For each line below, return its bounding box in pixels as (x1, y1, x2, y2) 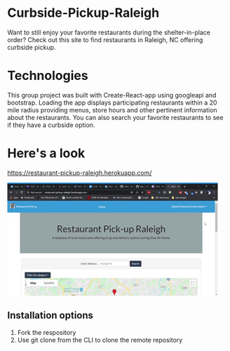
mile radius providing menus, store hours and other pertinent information (7, 105, 217, 114)
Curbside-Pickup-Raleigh (7, 5, 160, 21)
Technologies (7, 68, 89, 84)
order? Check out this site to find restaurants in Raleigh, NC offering (7, 35, 203, 44)
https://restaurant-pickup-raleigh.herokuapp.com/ (7, 168, 152, 177)
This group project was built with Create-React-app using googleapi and (7, 91, 217, 99)
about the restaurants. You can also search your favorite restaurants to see (7, 113, 224, 121)
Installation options (7, 310, 93, 322)
